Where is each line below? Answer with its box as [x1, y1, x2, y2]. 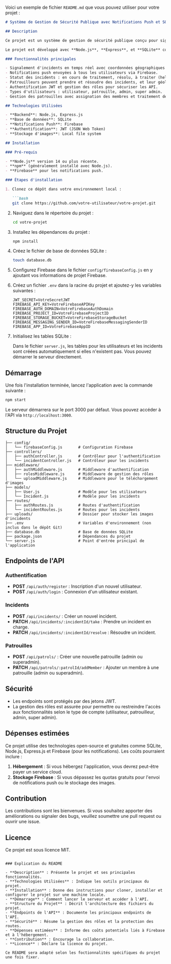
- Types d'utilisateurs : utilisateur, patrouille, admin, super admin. [5, 89, 163, 94]
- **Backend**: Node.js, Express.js [5, 112, 83, 118]
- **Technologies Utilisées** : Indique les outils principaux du [5, 879, 149, 884]
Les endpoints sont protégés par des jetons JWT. [12, 698, 117, 704]
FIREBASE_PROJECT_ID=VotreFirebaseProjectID [12, 311, 109, 316]
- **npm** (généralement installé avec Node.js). [5, 163, 113, 169]
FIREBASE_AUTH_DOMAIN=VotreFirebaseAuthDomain [12, 307, 113, 312]
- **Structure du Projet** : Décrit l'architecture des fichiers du [5, 901, 154, 906]
